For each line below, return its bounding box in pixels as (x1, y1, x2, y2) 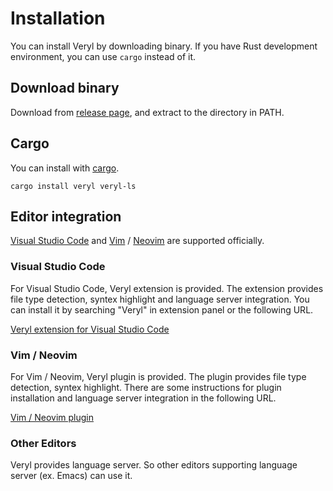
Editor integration (10, 208, 122, 225)
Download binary (10, 80, 120, 97)
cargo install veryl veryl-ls (10, 181, 137, 191)
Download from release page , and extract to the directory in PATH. (10, 106, 285, 118)
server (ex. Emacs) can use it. (10, 470, 133, 482)
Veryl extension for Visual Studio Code (10, 323, 170, 335)
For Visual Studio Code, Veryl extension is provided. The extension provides (10, 282, 324, 294)
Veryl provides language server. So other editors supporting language (10, 459, 298, 471)
